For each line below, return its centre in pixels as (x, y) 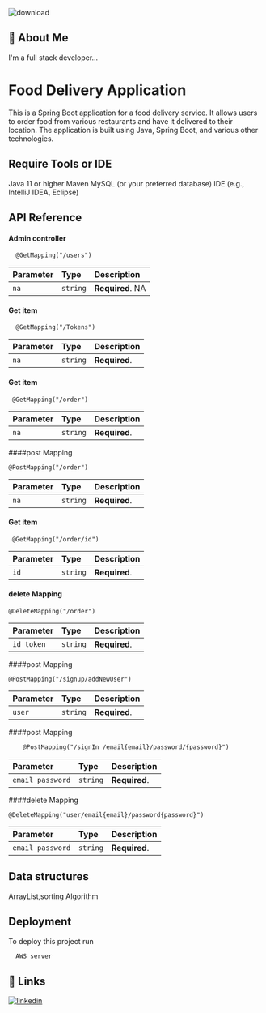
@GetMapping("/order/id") (55, 539)
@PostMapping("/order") (49, 467)
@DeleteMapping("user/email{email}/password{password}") (106, 814)
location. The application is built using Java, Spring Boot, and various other (133, 130)
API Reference (45, 218)
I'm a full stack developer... (53, 58)
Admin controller (37, 238)
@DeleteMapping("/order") (52, 611)
